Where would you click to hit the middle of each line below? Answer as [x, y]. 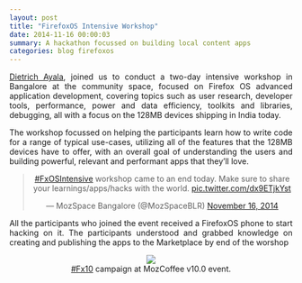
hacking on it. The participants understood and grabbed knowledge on [151, 233]
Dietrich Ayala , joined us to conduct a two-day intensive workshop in [151, 77]
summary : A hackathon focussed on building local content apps [130, 43]
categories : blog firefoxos [62, 51]
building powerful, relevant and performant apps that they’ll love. [129, 161]
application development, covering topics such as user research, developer [151, 96]
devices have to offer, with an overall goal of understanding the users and [151, 152]
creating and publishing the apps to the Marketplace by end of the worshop [149, 242]
